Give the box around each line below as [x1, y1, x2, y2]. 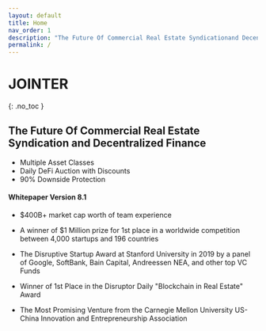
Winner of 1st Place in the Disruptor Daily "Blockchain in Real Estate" [19, 282, 244, 291]
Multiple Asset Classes [19, 158, 95, 167]
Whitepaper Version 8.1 [8, 192, 87, 202]
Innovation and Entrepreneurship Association [40, 314, 188, 323]
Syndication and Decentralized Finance [8, 136, 207, 150]
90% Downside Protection [19, 174, 106, 184]
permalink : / [8, 41, 51, 49]
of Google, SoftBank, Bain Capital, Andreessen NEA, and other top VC [19, 258, 248, 268]
